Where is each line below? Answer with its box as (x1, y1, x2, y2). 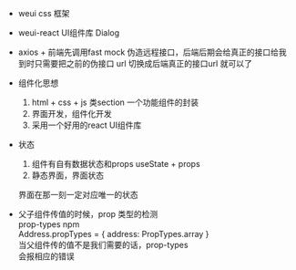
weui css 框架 (17, 8, 70, 18)
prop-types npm (17, 219, 80, 230)
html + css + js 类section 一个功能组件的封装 (31, 97, 199, 108)
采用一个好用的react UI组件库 (31, 119, 142, 130)
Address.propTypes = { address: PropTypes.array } (17, 229, 209, 239)
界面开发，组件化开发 (31, 109, 112, 119)
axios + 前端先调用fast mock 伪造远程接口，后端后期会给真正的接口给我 (17, 47, 287, 57)
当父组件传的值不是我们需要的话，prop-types (17, 240, 189, 250)
